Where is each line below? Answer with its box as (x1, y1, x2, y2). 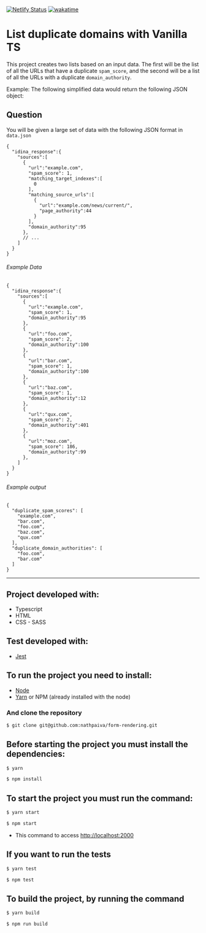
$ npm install (6, 776, 43, 782)
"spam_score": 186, (28, 443, 78, 450)
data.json (6, 132, 32, 139)
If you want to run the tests (6, 850, 112, 860)
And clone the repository (6, 708, 82, 717)
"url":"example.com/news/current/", (39, 202, 133, 209)
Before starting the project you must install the (6, 739, 188, 750)
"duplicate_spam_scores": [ (12, 508, 84, 514)
